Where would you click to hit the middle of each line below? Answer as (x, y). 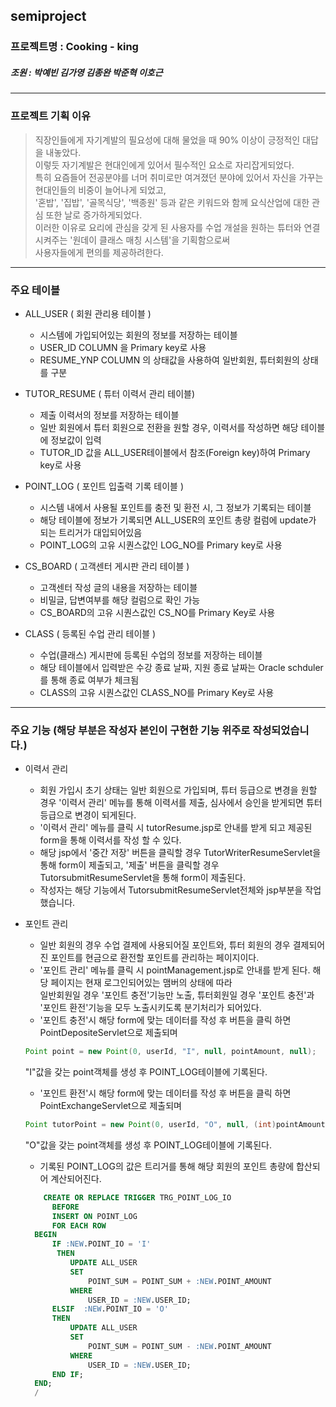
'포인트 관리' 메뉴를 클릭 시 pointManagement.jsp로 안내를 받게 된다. (175, 970)
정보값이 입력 (76, 440)
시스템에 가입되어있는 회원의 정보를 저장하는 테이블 (138, 335)
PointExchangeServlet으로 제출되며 (110, 1106)
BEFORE (65, 1207)
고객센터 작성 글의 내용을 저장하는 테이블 (118, 587)
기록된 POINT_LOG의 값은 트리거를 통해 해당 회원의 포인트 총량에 (167, 1166)
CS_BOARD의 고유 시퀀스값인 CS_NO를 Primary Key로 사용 (157, 612)
